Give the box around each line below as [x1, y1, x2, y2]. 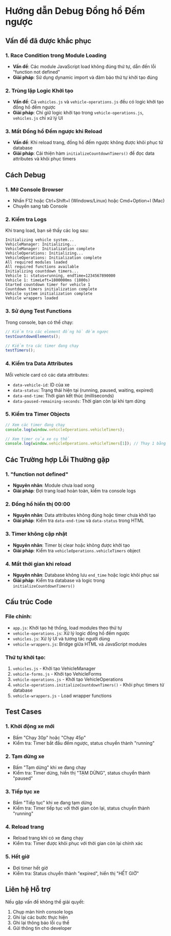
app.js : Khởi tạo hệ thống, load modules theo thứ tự [12, 625, 122, 631]
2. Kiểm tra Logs [5, 216, 47, 223]
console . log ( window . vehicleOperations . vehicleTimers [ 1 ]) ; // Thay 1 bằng [5, 441, 166, 446]
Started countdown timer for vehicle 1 [5, 282, 91, 287]
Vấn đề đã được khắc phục [5, 36, 92, 45]
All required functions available [5, 264, 79, 269]
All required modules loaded [5, 260, 68, 265]
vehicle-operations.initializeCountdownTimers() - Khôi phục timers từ [12, 681, 165, 688]
